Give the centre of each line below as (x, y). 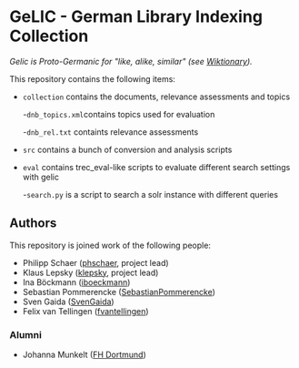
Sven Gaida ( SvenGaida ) (69, 302)
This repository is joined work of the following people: (110, 245)
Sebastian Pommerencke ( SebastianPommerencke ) (119, 291)
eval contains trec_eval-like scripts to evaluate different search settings (156, 167)
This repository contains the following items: (92, 78)
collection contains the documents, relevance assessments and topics (156, 97)
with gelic (40, 177)
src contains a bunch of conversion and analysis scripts (127, 149)
